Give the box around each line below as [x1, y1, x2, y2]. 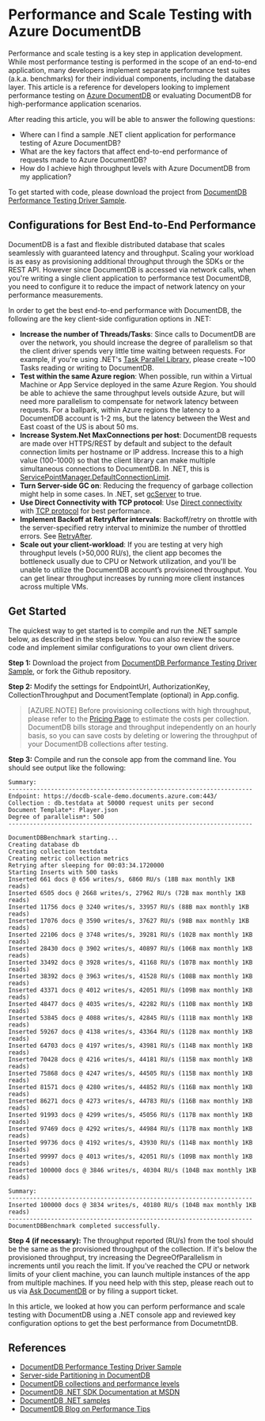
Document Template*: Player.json [8, 806, 119, 813]
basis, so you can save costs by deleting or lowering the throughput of [27, 730, 258, 740]
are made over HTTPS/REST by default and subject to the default [19, 438, 233, 448]
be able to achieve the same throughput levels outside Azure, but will [19, 388, 245, 398]
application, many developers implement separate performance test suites [8, 65, 251, 74]
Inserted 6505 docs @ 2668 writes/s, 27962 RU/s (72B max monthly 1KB [8, 889, 246, 897]
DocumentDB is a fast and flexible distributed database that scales [8, 239, 225, 249]
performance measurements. [8, 290, 104, 299]
